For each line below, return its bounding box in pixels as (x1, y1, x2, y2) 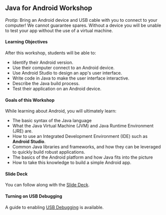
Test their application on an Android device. (12, 86, 102, 92)
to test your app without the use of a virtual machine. (5, 27, 113, 34)
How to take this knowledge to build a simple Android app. (12, 160, 132, 166)
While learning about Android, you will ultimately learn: (5, 108, 116, 114)
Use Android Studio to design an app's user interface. (12, 70, 122, 76)
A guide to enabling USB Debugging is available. (5, 204, 104, 210)
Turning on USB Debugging (5, 193, 62, 199)
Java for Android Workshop (5, 4, 93, 12)
